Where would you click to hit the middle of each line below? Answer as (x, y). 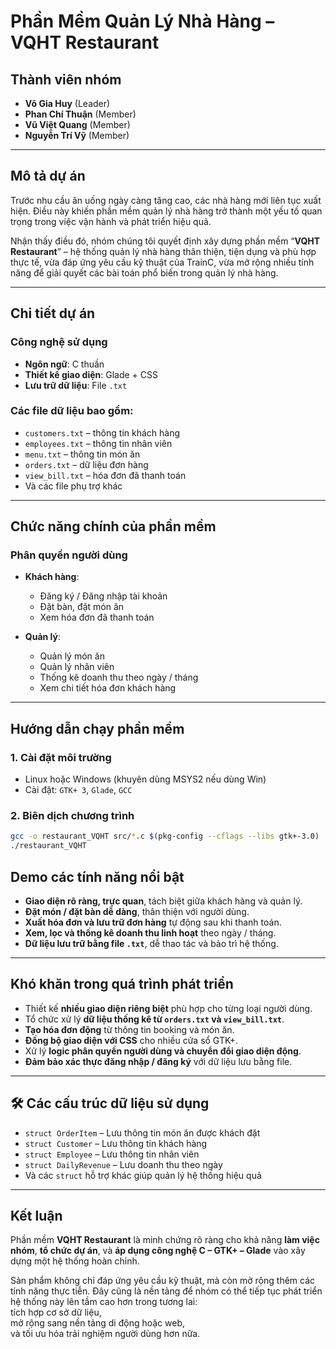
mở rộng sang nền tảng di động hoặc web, (98, 1323)
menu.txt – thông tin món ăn (82, 454)
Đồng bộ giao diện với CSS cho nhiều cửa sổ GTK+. (131, 1040)
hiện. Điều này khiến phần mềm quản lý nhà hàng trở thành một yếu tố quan (166, 211)
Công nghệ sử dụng (59, 342)
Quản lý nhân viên (77, 667)
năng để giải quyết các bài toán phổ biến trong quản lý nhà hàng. (144, 272)
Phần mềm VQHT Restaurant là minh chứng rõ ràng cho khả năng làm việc (165, 1240)
